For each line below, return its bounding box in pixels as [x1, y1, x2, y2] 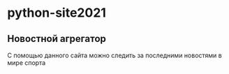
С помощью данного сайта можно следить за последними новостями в [7, 51, 222, 59]
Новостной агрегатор [7, 33, 107, 45]
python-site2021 [7, 5, 107, 21]
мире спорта [7, 59, 46, 67]
